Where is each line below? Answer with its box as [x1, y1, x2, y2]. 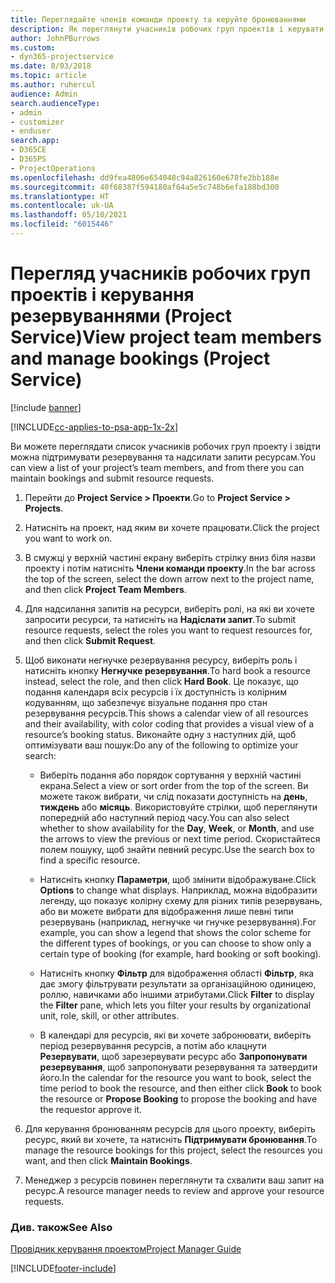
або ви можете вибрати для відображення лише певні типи [39, 905, 294, 917]
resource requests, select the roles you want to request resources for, [24, 624, 313, 636]
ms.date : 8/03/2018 [10, 61, 92, 71]
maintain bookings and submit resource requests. [10, 472, 215, 484]
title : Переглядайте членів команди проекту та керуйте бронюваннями [10, 14, 307, 25]
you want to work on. [24, 532, 113, 544]
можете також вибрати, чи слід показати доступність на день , [39, 790, 308, 802]
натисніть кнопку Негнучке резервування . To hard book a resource [24, 664, 311, 676]
